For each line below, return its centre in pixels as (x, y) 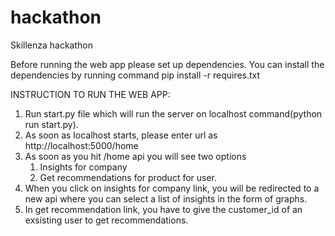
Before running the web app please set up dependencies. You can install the (167, 64)
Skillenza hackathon (52, 45)
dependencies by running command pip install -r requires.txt (135, 75)
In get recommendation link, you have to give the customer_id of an (163, 209)
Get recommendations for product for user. (128, 177)
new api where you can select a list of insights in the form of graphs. (166, 198)
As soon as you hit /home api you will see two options (135, 156)
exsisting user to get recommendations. (106, 220)
